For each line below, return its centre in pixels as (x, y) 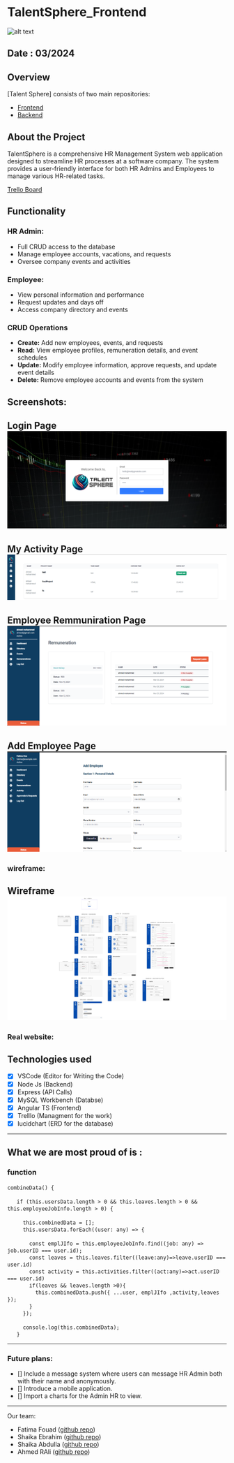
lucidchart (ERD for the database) (65, 1123)
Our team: (22, 1416)
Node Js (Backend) (45, 1084)
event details (36, 373)
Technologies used (49, 1060)
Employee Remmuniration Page (77, 620)
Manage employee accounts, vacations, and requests (94, 254)
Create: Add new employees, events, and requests (90, 343)
